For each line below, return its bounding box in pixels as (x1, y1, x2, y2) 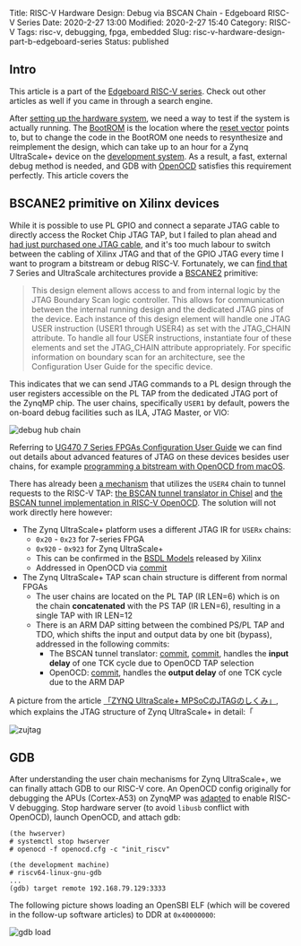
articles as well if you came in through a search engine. (9, 95, 213, 106)
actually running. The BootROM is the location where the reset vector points (9, 122, 289, 133)
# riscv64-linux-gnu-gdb (9, 869, 102, 878)
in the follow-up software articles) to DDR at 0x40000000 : (9, 909, 217, 920)
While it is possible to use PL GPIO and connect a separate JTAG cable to (9, 220, 280, 230)
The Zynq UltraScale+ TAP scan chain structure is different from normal (21, 571, 288, 582)
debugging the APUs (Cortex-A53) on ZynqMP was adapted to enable (9, 793, 268, 803)
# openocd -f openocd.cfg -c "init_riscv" (9, 845, 170, 855)
